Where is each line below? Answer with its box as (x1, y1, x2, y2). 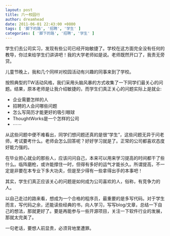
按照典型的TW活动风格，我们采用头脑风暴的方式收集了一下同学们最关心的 (5, 79, 159, 85)
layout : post (5, 7, 33, 13)
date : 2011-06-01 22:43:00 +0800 (5, 21, 76, 27)
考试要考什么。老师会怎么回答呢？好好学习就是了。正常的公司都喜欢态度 (14, 138, 165, 144)
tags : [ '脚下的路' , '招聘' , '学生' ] (5, 26, 81, 31)
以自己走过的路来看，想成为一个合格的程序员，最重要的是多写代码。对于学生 (5, 196, 165, 201)
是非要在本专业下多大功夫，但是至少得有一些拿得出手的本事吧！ (9, 168, 143, 173)
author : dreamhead (5, 17, 44, 22)
